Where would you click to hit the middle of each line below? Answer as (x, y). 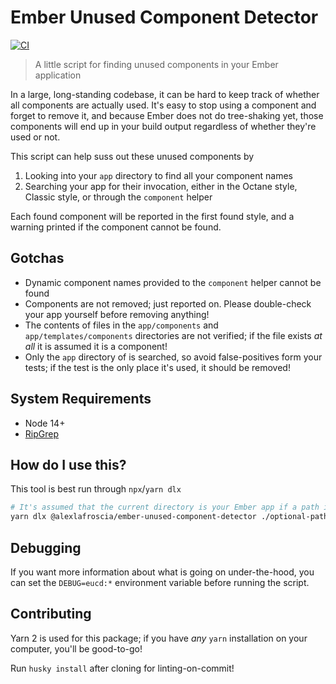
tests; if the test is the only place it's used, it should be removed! (157, 367)
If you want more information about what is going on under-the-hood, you (162, 572)
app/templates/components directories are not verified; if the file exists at (173, 335)
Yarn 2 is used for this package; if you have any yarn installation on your (159, 638)
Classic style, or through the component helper (118, 197)
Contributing (51, 614)
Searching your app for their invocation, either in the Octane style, (161, 186)
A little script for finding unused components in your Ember (156, 64)
